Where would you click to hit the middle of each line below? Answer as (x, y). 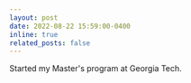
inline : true (34, 34)
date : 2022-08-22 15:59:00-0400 (70, 26)
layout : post (34, 18)
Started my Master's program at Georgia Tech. (95, 69)
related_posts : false (50, 43)
